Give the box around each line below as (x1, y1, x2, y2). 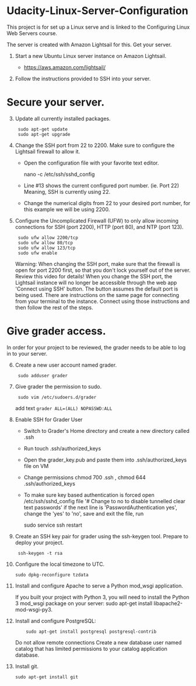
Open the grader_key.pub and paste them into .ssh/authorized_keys (23, 456, 187, 463)
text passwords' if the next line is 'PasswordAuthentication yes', (23, 504, 177, 511)
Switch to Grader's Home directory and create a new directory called (23, 427, 190, 434)
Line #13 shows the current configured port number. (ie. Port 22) (23, 182, 180, 189)
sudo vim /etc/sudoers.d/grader (17, 394, 97, 400)
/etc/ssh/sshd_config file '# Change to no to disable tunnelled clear (23, 497, 185, 504)
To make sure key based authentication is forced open (23, 491, 155, 499)
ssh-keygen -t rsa (17, 550, 63, 556)
